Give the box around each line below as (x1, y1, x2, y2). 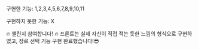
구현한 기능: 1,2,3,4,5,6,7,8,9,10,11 (6, 5, 85, 12)
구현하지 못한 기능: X (6, 18, 55, 25)
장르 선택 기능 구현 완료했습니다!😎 (19, 38, 100, 44)
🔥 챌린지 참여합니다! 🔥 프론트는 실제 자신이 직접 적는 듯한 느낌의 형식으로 (6, 30, 176, 37)
